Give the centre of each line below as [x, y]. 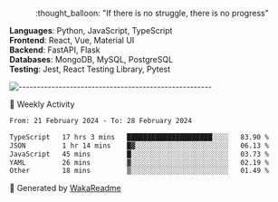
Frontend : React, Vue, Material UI [72, 40]
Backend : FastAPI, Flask [55, 50]
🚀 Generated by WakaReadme [65, 188]
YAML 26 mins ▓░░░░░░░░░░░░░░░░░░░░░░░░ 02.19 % [139, 162]
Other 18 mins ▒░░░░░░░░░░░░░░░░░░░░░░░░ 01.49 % [139, 171]
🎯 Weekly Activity [42, 104]
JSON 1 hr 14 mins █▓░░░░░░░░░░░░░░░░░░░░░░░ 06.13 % [139, 145]
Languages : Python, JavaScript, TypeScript [91, 30]
